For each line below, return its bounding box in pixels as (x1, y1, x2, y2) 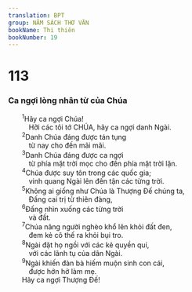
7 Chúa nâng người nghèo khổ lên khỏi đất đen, (22, 221, 172, 232)
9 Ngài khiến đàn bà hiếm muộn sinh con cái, (22, 257, 165, 268)
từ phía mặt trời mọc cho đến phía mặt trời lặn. (28, 159, 178, 168)
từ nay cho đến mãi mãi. (28, 141, 107, 150)
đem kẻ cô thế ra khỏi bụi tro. (28, 231, 124, 240)
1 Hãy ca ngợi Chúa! (22, 113, 84, 124)
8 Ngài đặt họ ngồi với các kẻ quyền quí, (22, 239, 150, 250)
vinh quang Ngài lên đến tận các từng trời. (28, 177, 165, 186)
